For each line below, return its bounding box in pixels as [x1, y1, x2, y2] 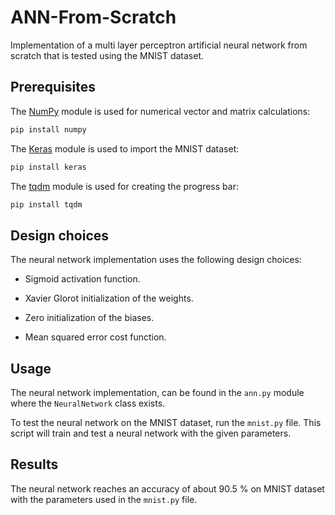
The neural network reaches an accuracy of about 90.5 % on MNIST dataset [10, 482, 325, 495]
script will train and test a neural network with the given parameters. [10, 427, 292, 439]
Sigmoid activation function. [24, 273, 141, 285]
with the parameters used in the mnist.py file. [10, 493, 198, 505]
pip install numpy [10, 124, 87, 135]
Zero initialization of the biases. [24, 312, 155, 324]
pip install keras [10, 162, 87, 172]
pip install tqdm [10, 199, 83, 210]
